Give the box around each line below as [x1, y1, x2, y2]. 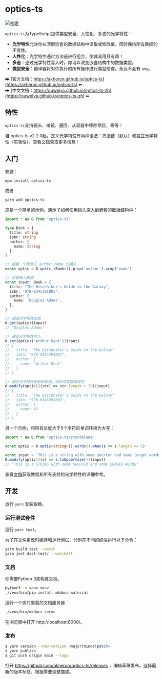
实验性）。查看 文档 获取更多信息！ [13, 139, 80, 145]
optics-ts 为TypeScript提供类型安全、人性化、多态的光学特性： [5, 30, 133, 36]
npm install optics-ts [5, 178, 51, 183]
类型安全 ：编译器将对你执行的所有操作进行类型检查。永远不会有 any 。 [12, 65, 153, 72]
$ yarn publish [5, 648, 36, 653]
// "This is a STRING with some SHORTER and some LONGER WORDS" [5, 462, 139, 467]
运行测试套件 [5, 514, 36, 521]
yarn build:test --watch [5, 547, 56, 552]
